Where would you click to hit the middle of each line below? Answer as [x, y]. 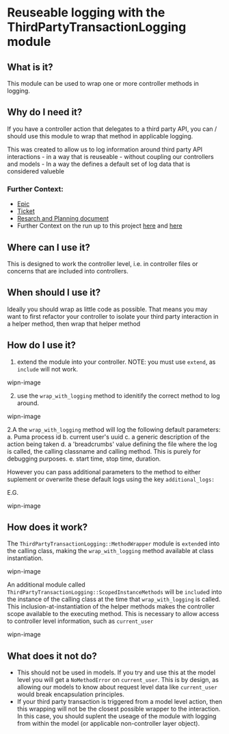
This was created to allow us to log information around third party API [105, 149]
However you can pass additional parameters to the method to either [104, 472]
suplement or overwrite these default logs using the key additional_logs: [111, 479]
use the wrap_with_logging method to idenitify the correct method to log [118, 395]
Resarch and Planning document [63, 219]
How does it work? [48, 527]
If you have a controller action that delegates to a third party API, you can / [112, 129]
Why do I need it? [45, 112]
